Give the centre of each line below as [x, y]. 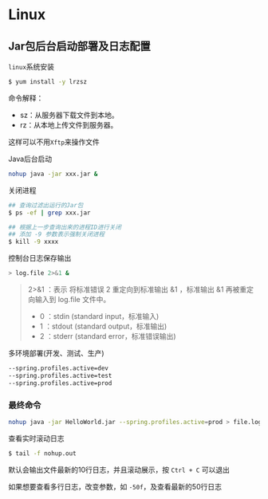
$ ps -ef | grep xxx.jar [49, 213]
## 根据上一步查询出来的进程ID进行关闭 [65, 227]
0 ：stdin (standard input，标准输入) [99, 316]
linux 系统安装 [31, 67]
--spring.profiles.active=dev [59, 368]
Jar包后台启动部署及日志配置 [80, 46]
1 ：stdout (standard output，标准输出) [103, 326]
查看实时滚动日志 [36, 438]
